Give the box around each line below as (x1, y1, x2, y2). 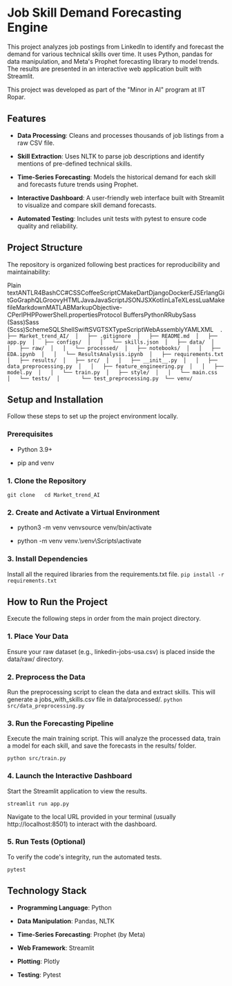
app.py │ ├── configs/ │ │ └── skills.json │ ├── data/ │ (7, 338, 215, 346)
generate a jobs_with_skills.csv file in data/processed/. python (7, 695, 183, 703)
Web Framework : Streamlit (17, 944, 95, 952)
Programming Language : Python (17, 903, 112, 912)
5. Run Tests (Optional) (7, 837, 86, 847)
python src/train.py (7, 755, 67, 762)
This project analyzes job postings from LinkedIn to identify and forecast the (7, 42, 224, 51)
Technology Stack (7, 885, 87, 897)
